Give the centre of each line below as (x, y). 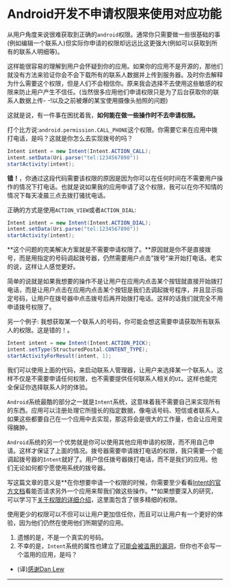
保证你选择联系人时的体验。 (52, 387)
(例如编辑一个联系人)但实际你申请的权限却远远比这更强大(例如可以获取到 (110, 43)
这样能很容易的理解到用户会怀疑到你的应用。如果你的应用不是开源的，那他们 (115, 66)
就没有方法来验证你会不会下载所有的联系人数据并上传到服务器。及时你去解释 (115, 74)
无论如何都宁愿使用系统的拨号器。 (61, 468)
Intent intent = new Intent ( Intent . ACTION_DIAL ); (79, 223)
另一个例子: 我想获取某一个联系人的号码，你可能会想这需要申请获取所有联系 (114, 322)
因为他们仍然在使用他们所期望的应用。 (73, 522)
